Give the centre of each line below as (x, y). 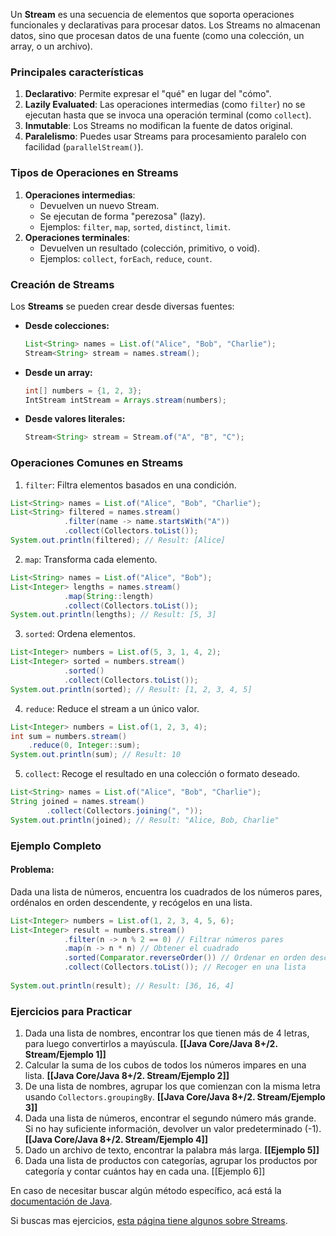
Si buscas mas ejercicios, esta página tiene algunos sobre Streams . (149, 1221)
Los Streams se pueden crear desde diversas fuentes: (122, 306)
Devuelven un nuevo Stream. (99, 205)
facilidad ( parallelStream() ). (84, 147)
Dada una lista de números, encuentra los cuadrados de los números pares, (166, 891)
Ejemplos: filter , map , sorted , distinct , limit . (135, 226)
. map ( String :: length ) (109, 596)
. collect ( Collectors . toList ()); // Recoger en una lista (185, 967)
